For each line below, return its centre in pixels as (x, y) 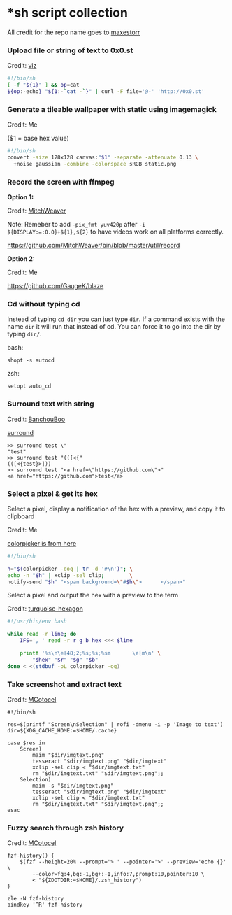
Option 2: (21, 259)
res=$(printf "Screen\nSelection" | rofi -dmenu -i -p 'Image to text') (115, 725)
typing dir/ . (24, 334)
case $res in (26, 743)
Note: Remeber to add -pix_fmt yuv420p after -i (76, 225)
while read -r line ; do (42, 634)
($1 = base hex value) (38, 139)
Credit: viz (22, 66)
